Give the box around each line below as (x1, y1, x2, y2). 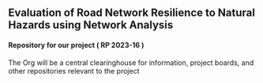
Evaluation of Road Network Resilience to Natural (8, 6, 255, 20)
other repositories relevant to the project (8, 66, 140, 75)
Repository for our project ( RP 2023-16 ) (8, 40, 145, 49)
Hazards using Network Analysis (8, 19, 174, 32)
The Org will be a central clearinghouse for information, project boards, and (8, 58, 254, 67)
